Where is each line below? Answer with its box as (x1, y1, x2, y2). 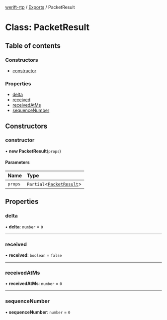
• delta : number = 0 (5, 224, 43, 230)
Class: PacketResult (5, 22, 90, 33)
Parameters (5, 160, 30, 165)
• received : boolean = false (5, 252, 62, 258)
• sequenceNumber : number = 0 (5, 309, 71, 315)
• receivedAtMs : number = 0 (5, 281, 62, 287)
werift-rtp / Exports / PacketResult (5, 4, 76, 10)
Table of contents (5, 41, 61, 50)
